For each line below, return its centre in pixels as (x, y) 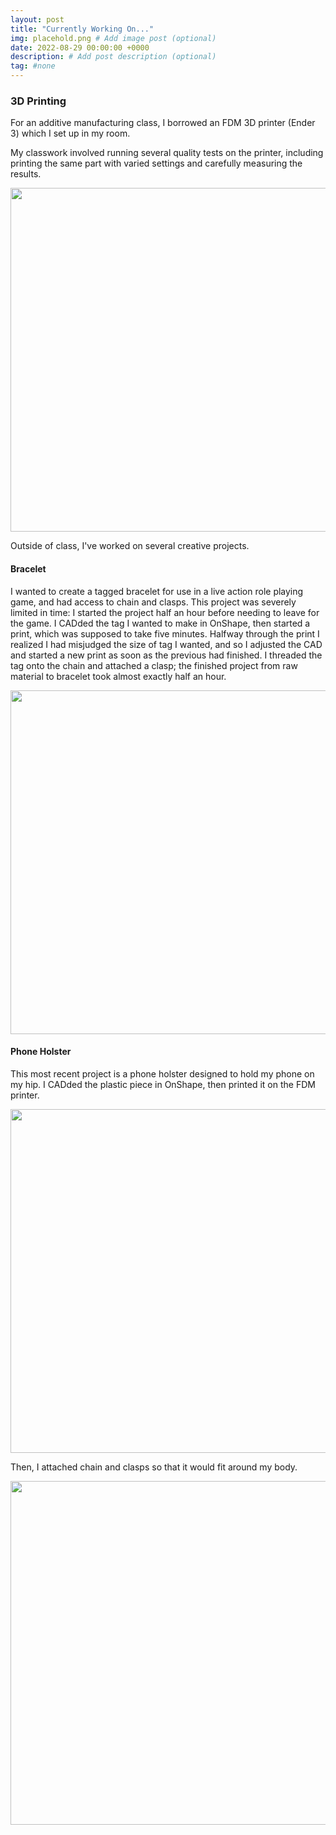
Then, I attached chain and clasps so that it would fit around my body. (154, 1467)
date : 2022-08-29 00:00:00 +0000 (80, 47)
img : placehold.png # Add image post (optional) (113, 38)
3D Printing (38, 101)
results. (26, 174)
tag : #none (33, 66)
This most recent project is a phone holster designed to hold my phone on (162, 1073)
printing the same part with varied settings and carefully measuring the (156, 163)
